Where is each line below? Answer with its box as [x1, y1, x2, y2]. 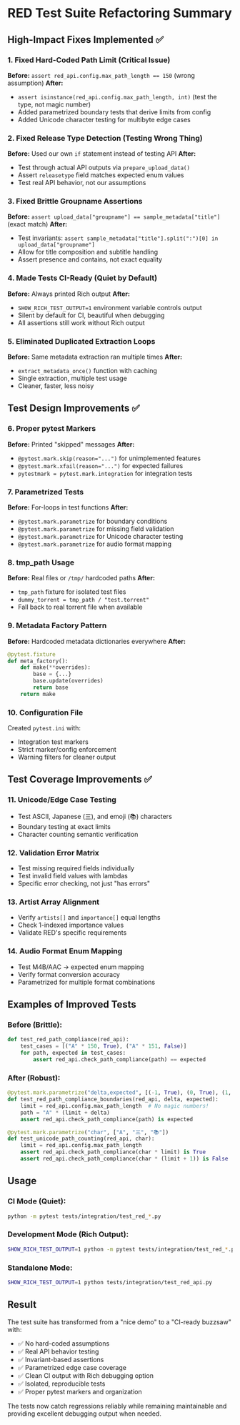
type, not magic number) [17, 100, 91, 109]
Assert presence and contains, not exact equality [17, 255, 163, 264]
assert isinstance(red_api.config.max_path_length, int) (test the [17, 92, 217, 101]
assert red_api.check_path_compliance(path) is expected [20, 1116, 194, 1123]
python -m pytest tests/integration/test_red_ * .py [7, 1213, 161, 1220]
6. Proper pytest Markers [7, 424, 96, 434]
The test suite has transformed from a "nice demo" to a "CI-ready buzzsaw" [7, 1317, 232, 1326]
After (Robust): [7, 1073, 61, 1083]
